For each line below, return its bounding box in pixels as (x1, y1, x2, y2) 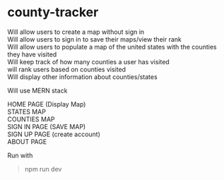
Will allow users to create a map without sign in (7, 28, 145, 36)
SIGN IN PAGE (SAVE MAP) (7, 122, 86, 131)
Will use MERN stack (7, 86, 68, 95)
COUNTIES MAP (7, 114, 55, 124)
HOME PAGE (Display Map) (7, 100, 86, 108)
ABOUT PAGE (7, 137, 47, 145)
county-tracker (7, 4, 99, 20)
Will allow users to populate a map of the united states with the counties (7, 42, 217, 51)
